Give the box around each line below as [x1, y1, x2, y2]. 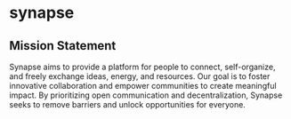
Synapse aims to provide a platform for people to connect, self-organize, [9, 61, 276, 72]
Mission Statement [9, 38, 117, 53]
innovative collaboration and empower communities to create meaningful [9, 81, 278, 91]
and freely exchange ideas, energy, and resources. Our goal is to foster [9, 71, 271, 82]
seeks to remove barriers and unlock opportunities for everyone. [9, 99, 247, 109]
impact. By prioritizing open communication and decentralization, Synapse [9, 90, 283, 100]
